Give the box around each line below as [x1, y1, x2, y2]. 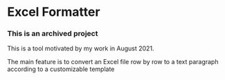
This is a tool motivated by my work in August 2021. [7, 44, 154, 52]
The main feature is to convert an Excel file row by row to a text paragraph [7, 58, 219, 66]
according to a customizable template [7, 65, 115, 73]
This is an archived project [7, 29, 98, 39]
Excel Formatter [7, 4, 100, 20]
